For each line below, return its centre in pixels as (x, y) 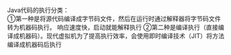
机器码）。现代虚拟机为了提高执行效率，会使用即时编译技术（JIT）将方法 (122, 36)
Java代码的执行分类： (38, 10)
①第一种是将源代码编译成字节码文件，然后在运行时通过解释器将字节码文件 (114, 19)
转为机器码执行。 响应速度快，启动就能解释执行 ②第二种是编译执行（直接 (113, 27)
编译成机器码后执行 (34, 44)
